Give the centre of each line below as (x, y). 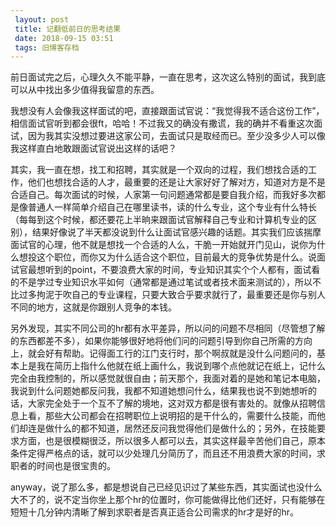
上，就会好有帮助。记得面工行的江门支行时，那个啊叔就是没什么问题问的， (163, 353)
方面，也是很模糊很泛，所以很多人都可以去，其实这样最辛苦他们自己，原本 (172, 441)
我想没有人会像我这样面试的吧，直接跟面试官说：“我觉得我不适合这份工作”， (167, 111)
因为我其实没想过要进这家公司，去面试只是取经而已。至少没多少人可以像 (176, 136)
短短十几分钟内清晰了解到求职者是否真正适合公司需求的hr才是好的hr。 (155, 512)
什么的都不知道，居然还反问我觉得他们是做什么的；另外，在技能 (185, 428)
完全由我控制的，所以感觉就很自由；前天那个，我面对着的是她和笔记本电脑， (168, 378)
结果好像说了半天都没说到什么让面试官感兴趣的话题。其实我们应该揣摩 (176, 232)
